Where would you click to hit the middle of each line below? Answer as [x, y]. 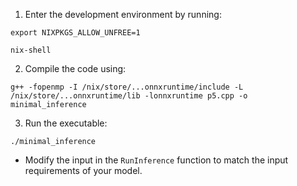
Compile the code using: [75, 68]
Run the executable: [66, 123]
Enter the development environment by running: [123, 14]
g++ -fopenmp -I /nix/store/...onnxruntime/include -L [127, 87]
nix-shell [31, 50]
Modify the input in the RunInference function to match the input [156, 160]
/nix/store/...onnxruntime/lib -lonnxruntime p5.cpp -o [129, 96]
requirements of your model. [83, 170]
